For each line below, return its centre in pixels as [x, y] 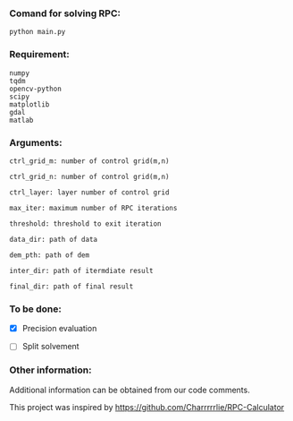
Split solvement [50, 347]
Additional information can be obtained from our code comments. [130, 390]
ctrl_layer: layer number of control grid [89, 192]
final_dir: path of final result [71, 286]
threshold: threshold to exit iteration [86, 223]
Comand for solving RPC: [65, 13]
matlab [21, 120]
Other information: [50, 370]
